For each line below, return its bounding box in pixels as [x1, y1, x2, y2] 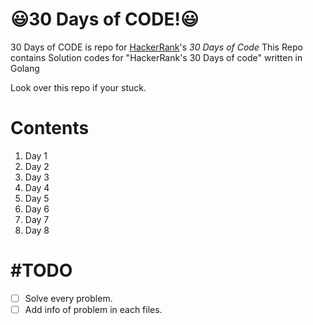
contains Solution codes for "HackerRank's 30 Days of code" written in [10, 51, 303, 63]
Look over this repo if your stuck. [10, 81, 147, 93]
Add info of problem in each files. [24, 303, 163, 315]
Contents [10, 117, 90, 140]
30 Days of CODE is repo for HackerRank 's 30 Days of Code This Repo [10, 41, 303, 53]
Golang [10, 62, 40, 74]
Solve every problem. [24, 292, 113, 304]
